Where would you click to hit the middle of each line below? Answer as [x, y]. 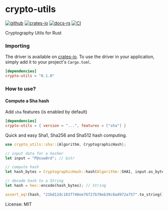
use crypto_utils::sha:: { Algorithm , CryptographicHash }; [66, 144]
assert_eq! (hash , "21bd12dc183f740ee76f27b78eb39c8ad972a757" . [72, 194]
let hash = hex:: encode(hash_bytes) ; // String [56, 186]
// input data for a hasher [34, 153]
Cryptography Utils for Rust [33, 33]
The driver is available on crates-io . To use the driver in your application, [80, 57]
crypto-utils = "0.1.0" [30, 76]
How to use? [20, 89]
